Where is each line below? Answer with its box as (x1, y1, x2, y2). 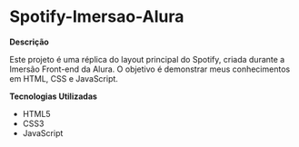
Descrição (9, 36, 50, 47)
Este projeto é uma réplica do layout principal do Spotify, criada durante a (9, 54, 285, 64)
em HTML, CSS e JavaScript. (9, 73, 118, 83)
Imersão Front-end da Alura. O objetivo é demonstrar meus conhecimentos (9, 64, 291, 74)
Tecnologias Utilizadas (9, 91, 98, 102)
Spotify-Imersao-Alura (9, 6, 184, 27)
